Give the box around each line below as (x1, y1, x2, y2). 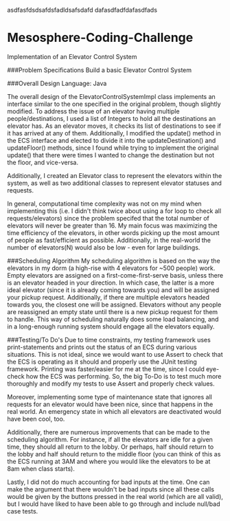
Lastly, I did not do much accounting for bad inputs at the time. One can (7, 478, 210, 486)
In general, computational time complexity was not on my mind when (7, 199, 202, 208)
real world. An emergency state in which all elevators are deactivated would (7, 407, 222, 415)
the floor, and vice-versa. (7, 158, 79, 166)
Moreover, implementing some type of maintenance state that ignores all (7, 392, 213, 401)
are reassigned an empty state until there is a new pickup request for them (7, 307, 218, 315)
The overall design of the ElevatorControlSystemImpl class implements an (7, 92, 216, 100)
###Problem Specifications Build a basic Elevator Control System (7, 65, 192, 74)
